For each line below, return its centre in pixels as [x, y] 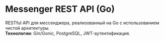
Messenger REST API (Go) [60, 9]
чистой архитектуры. [27, 28]
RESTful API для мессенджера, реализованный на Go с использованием [82, 23]
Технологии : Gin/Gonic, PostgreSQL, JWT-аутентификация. [68, 33]
